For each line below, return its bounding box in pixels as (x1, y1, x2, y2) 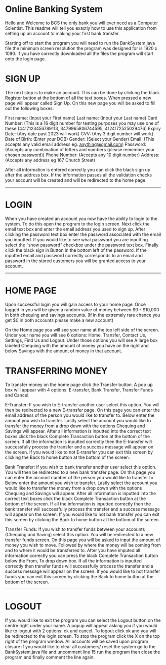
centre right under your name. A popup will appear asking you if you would (5, 622, 158, 628)
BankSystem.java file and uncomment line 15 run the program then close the (5, 649, 161, 655)
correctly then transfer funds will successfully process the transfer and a (5, 563, 154, 569)
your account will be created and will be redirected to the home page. (5, 177, 147, 183)
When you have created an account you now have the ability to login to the (5, 216, 158, 222)
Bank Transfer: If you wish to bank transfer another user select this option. (5, 464, 157, 470)
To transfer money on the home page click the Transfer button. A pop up (5, 382, 153, 388)
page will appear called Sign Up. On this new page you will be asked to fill (5, 100, 156, 106)
